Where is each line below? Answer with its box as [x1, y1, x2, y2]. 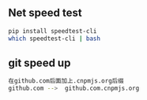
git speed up [8, 56, 71, 69]
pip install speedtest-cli [8, 27, 97, 35]
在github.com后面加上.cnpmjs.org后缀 [8, 77, 124, 85]
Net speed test [8, 6, 82, 20]
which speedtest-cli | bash [8, 35, 101, 43]
